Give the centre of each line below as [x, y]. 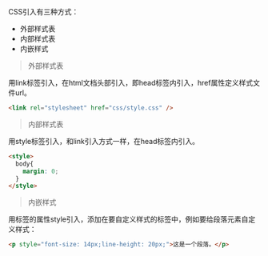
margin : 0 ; [41, 171]
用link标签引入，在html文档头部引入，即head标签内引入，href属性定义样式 [131, 83]
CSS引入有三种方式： [44, 12]
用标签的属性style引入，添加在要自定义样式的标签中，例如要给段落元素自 [128, 219]
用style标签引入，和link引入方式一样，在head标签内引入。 [104, 141]
